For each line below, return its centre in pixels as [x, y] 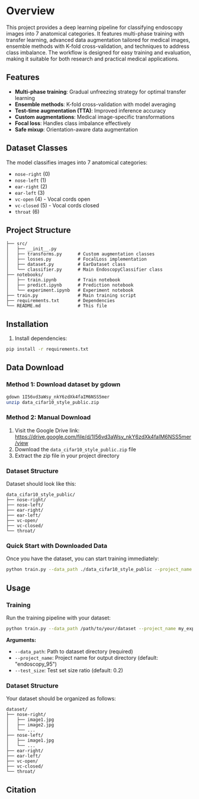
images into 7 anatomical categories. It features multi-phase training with [95, 33]
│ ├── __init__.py [32, 249]
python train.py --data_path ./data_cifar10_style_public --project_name [99, 570]
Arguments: [21, 640]
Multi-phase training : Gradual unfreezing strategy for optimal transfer [100, 92]
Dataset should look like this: [41, 484]
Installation [27, 324]
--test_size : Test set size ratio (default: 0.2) [69, 670]
